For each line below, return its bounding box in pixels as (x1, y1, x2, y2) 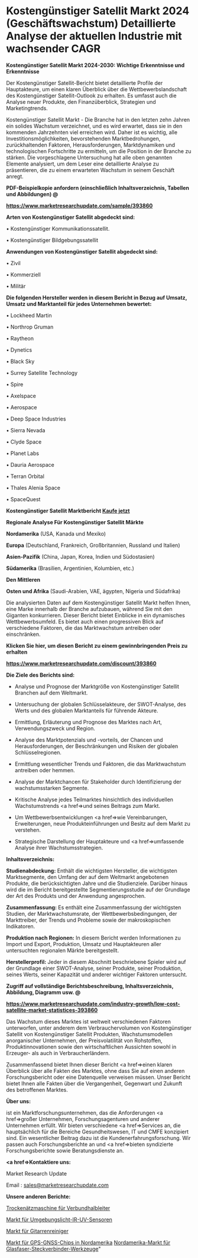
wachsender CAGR (6, 42, 101, 56)
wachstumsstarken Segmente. (14, 784, 89, 791)
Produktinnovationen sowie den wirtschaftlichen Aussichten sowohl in (6, 1043, 177, 1050)
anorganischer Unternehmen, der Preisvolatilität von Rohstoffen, (6, 1037, 163, 1044)
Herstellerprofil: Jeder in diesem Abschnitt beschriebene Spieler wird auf (6, 958, 186, 965)
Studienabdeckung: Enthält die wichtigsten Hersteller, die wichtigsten (6, 867, 177, 874)
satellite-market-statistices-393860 (6, 1007, 98, 1014)
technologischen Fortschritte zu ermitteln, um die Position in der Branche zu (6, 147, 191, 155)
